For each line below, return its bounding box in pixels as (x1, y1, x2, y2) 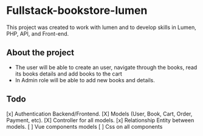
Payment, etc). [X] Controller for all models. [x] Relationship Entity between (6, 116, 194, 124)
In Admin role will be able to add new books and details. (15, 76, 155, 83)
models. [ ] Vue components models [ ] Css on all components (6, 123, 163, 130)
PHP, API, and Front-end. (6, 30, 69, 37)
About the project (6, 48, 75, 58)
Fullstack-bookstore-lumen (6, 4, 148, 18)
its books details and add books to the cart (15, 70, 123, 77)
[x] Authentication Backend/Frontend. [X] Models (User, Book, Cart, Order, (6, 110, 193, 117)
